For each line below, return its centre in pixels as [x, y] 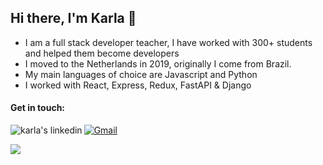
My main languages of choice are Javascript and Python [141, 74]
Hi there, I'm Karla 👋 [73, 18]
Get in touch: [38, 108]
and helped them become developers [102, 53]
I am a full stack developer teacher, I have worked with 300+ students [168, 42]
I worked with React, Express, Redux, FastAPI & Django [138, 85]
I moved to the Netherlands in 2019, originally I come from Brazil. [158, 63]
